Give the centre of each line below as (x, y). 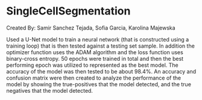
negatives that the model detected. (50, 90)
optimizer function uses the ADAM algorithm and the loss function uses (95, 52)
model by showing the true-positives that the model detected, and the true (99, 84)
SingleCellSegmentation (68, 11)
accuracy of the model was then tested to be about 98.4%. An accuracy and (101, 71)
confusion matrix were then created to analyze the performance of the (94, 78)
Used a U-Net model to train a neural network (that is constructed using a (98, 39)
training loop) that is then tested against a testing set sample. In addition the (100, 46)
